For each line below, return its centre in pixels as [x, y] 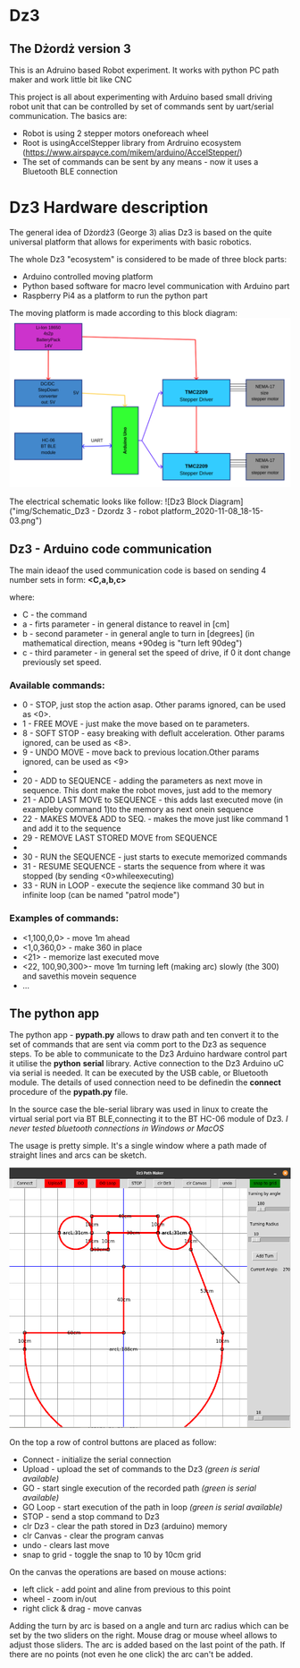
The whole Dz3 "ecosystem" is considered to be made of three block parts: [148, 259]
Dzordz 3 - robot [128, 511]
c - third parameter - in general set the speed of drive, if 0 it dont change [157, 652]
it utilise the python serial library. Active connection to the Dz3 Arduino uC [146, 1064]
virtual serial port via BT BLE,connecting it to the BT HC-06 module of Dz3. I [149, 1119]
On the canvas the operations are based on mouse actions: [118, 1571]
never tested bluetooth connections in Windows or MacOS [117, 1128]
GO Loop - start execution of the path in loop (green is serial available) [152, 1507]
